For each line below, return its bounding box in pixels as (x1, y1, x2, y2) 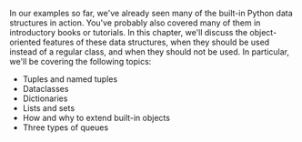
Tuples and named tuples (22, 74, 118, 85)
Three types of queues (22, 122, 109, 133)
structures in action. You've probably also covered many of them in (9, 17, 261, 28)
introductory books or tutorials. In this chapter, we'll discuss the (9, 27, 248, 37)
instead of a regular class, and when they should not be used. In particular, (9, 46, 289, 57)
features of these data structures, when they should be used (42, 36, 270, 47)
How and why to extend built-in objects (22, 113, 171, 123)
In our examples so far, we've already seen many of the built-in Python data (9, 8, 293, 18)
